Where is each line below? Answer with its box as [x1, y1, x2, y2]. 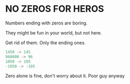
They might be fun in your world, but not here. [5, 30, 102, 36]
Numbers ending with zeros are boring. [5, 20, 88, 26]
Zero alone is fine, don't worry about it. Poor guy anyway [5, 73, 125, 79]
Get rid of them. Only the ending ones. [5, 39, 86, 46]
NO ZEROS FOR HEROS [5, 3, 105, 15]
